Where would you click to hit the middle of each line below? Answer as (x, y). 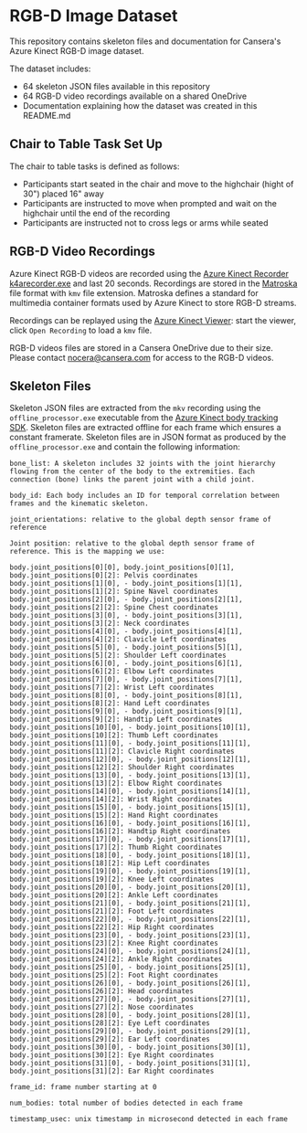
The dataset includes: (50, 69)
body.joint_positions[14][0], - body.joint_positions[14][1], (130, 791)
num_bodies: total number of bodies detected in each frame (127, 1103)
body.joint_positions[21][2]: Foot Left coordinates (112, 911)
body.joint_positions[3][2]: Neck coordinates (100, 624)
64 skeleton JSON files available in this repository (116, 86)
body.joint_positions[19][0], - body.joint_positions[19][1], (130, 872)
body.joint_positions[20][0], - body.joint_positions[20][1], (130, 887)
